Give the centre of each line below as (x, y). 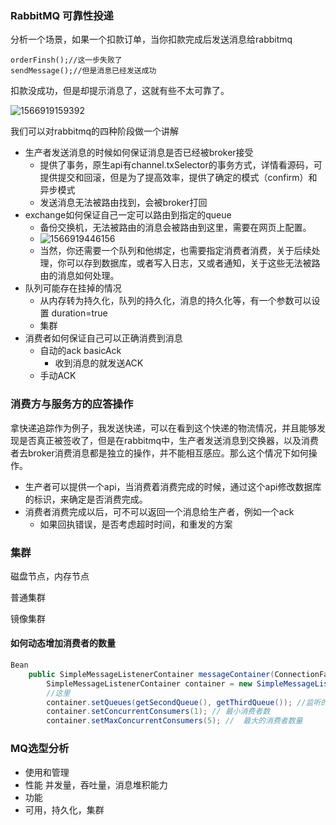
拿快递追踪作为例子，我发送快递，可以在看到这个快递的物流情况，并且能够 (163, 428)
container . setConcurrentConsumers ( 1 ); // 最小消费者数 (158, 712)
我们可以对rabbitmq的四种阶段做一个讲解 (95, 131)
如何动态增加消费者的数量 (63, 643)
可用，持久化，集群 (64, 809)
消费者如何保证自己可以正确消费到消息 (103, 338)
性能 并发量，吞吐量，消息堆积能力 (96, 784)
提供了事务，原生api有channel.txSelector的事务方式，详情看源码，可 (181, 165)
